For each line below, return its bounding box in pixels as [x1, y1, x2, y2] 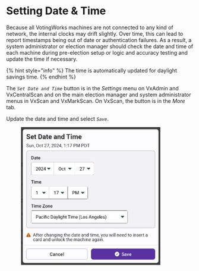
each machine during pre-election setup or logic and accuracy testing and [6, 49, 188, 56]
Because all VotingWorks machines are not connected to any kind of [6, 24, 173, 31]
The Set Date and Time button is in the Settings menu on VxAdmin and [6, 84, 179, 92]
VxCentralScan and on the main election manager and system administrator [6, 91, 191, 98]
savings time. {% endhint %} [6, 73, 76, 80]
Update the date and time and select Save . [6, 115, 109, 122]
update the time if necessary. [6, 55, 78, 62]
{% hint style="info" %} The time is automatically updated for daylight [6, 67, 177, 74]
